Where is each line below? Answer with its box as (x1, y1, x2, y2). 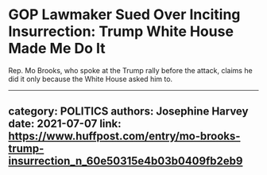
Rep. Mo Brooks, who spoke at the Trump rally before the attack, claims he (8, 65, 253, 75)
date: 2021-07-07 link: (8, 117, 122, 130)
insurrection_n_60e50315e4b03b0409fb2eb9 (8, 154, 243, 168)
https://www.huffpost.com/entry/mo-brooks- (8, 130, 241, 143)
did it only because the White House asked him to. (8, 74, 173, 84)
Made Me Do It (8, 40, 106, 57)
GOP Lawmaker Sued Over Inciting (8, 6, 241, 24)
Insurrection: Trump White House (8, 22, 234, 41)
